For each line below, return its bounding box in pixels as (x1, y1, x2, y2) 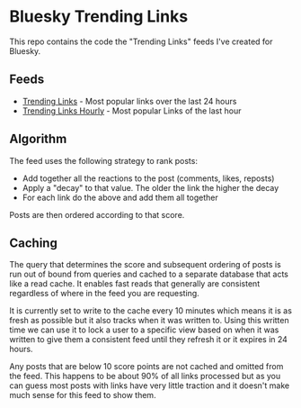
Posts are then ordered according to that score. (9, 209, 185, 220)
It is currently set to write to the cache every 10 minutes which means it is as (9, 305, 292, 316)
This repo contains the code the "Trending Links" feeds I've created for (9, 36, 273, 47)
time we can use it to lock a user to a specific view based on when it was (9, 324, 279, 335)
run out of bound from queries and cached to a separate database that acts (9, 268, 289, 280)
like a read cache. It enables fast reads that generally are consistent (9, 278, 261, 289)
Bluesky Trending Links (9, 6, 189, 27)
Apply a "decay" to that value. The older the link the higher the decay (22, 182, 279, 193)
